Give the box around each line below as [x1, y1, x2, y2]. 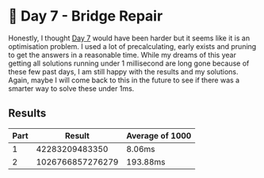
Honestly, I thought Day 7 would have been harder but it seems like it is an [8, 33, 251, 43]
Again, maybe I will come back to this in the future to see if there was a [8, 75, 240, 85]
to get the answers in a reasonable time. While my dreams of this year [8, 50, 236, 59]
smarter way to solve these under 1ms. [8, 83, 135, 93]
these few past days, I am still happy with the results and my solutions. [8, 66, 239, 76]
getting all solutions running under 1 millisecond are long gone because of [8, 59, 250, 68]
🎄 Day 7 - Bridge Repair [8, 7, 163, 25]
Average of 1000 [126, 130, 192, 141]
